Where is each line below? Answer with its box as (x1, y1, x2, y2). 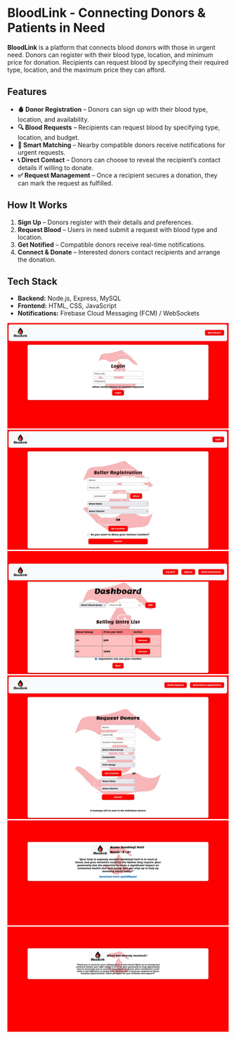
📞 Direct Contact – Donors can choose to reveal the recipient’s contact (17, 155, 221, 164)
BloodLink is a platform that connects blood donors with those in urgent (7, 43, 216, 51)
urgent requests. (17, 148, 66, 156)
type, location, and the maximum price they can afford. (7, 65, 166, 74)
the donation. (17, 255, 56, 264)
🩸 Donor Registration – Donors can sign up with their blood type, (17, 105, 209, 113)
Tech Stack (7, 276, 58, 288)
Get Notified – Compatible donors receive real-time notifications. (17, 240, 206, 249)
